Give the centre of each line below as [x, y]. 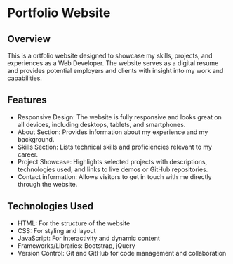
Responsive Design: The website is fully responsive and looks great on [120, 117]
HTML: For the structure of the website [74, 223]
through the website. [47, 184]
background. [36, 139]
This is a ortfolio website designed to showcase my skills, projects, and [110, 55]
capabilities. [25, 78]
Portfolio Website [59, 13]
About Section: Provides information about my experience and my [113, 132]
